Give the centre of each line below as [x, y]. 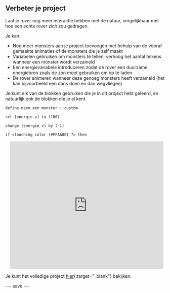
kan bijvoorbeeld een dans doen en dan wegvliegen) [67, 83]
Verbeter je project [35, 8]
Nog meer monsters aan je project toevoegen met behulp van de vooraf [87, 46]
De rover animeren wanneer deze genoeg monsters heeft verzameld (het [89, 78]
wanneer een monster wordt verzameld [54, 62]
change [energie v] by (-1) [35, 126]
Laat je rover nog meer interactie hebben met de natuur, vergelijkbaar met [82, 20]
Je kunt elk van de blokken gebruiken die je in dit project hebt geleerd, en [82, 93]
